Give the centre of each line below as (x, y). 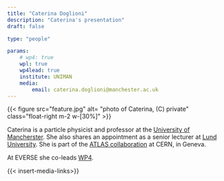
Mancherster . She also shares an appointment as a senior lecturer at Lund (112, 137)
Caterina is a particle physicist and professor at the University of (99, 130)
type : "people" (29, 39)
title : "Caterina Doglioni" (48, 13)
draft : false (26, 26)
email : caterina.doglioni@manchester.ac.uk (95, 89)
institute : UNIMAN (46, 76)
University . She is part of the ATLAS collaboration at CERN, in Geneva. (107, 145)
